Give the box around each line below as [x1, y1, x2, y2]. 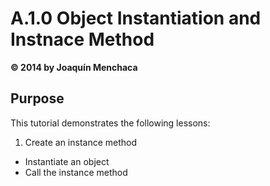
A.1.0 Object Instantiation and [10, 7, 262, 30]
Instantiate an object [24, 155, 110, 167]
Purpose [10, 90, 65, 107]
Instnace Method [10, 28, 155, 51]
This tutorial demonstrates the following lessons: [10, 117, 211, 129]
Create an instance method [24, 136, 138, 148]
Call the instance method [24, 166, 128, 178]
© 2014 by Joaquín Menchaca [10, 61, 138, 73]
